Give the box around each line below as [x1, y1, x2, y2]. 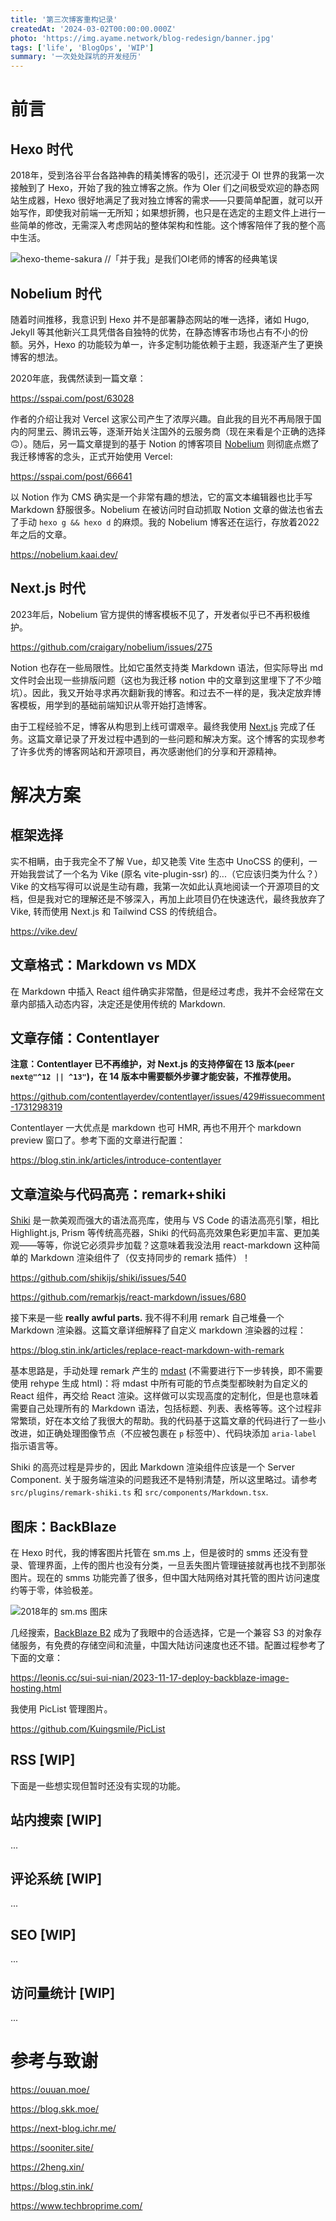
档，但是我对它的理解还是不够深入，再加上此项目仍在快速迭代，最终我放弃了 [10, 892, 326, 905]
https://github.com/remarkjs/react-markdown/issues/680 [10, 1291, 247, 1303]
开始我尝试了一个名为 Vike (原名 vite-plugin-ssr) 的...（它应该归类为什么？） [10, 867, 323, 880]
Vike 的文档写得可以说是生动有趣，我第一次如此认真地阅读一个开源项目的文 [10, 880, 320, 892]
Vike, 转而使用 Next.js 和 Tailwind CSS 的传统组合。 [10, 905, 223, 917]
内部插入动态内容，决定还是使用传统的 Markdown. [18, 997, 226, 1010]
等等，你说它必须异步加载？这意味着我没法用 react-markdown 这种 [36, 1239, 312, 1251]
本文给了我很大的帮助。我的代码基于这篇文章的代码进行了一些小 [62, 1415, 326, 1427]
